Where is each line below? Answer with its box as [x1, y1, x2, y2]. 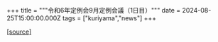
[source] [6, 27, 32, 36]
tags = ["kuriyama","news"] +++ [62, 14, 157, 22]
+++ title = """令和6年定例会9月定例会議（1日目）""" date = [6, 6, 181, 14]
